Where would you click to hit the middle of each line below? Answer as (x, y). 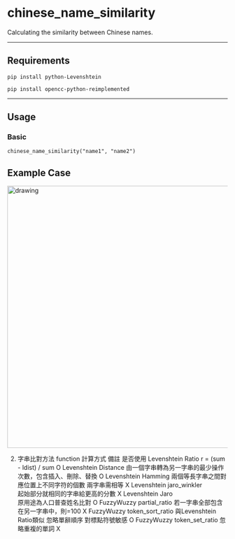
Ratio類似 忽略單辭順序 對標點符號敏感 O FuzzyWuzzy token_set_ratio (117, 520)
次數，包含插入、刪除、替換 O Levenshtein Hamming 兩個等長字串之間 (119, 476)
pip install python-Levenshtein (54, 77)
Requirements (38, 61)
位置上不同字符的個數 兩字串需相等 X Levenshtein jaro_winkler (113, 485)
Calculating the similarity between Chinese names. (80, 32)
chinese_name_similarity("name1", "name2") (72, 152)
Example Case (39, 173)
